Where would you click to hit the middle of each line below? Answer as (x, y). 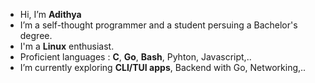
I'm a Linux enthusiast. (67, 46)
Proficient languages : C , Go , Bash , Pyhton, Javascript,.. (135, 57)
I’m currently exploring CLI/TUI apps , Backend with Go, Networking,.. (163, 67)
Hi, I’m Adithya (50, 14)
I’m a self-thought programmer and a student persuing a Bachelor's (158, 25)
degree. (36, 35)
